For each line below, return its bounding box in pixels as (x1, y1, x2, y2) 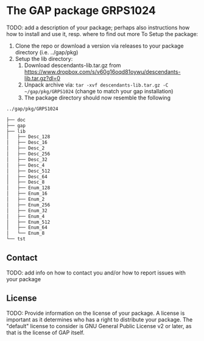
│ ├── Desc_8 (6, 179, 45, 185)
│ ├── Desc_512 (6, 168, 51, 174)
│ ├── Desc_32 (6, 156, 47, 162)
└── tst (6, 236, 26, 242)
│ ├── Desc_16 (6, 140, 47, 146)
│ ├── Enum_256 (6, 202, 51, 208)
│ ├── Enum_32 (6, 207, 47, 214)
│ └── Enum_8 (6, 230, 45, 237)
